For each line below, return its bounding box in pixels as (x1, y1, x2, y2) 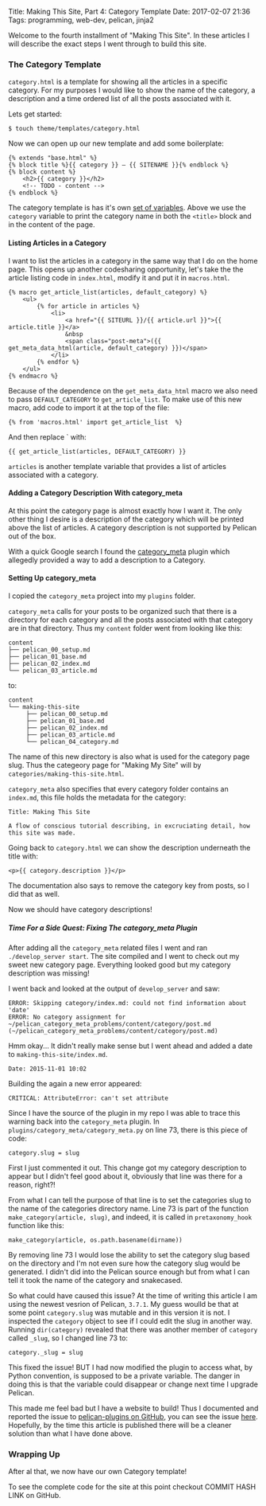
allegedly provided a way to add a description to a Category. (8, 555, 206, 565)
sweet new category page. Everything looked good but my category (8, 960, 232, 969)
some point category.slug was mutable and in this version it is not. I (8, 1308, 230, 1317)
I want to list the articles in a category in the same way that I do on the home (8, 256, 258, 265)
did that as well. (8, 889, 60, 898)
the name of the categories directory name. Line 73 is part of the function (8, 1203, 249, 1213)
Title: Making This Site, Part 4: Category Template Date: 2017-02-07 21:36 (8, 7, 251, 16)
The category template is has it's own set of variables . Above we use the (8, 203, 246, 213)
